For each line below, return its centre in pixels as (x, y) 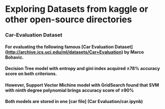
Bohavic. (14, 57)
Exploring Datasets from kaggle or (77, 9)
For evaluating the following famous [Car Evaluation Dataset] (69, 47)
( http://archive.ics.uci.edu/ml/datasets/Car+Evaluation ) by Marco (75, 52)
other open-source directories (69, 19)
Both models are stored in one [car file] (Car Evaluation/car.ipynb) (74, 102)
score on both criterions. (31, 74)
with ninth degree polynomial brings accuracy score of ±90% (70, 90)
